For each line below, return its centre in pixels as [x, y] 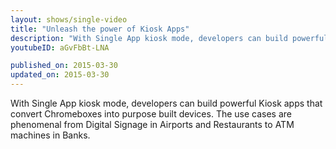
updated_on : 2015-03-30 [60, 75]
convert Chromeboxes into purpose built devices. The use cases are [151, 114]
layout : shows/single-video [69, 19]
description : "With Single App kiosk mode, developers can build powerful [169, 38]
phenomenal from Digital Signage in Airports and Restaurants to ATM [152, 124]
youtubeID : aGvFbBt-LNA [60, 47]
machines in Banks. [50, 135]
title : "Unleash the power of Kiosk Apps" [100, 29]
